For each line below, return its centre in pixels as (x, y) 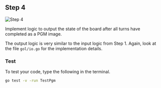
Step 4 (15, 8)
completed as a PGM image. (34, 34)
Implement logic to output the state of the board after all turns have (73, 29)
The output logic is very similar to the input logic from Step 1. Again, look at (81, 43)
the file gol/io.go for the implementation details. (54, 48)
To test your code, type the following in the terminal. (58, 71)
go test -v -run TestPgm (30, 80)
